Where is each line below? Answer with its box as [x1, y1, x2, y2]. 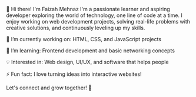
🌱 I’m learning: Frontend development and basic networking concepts [6, 47, 175, 54]
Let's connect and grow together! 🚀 [6, 84, 92, 91]
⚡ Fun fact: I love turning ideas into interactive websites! [6, 71, 142, 78]
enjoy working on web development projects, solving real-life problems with [6, 18, 190, 25]
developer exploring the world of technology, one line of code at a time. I [6, 12, 182, 19]
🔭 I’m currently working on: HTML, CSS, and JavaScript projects [6, 36, 162, 42]
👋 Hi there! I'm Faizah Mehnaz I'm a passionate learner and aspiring [6, 6, 171, 12]
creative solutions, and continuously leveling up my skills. [6, 24, 145, 31]
